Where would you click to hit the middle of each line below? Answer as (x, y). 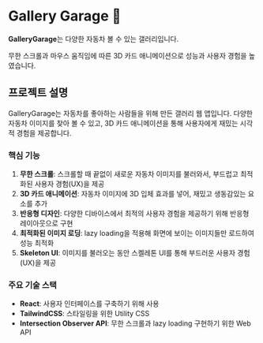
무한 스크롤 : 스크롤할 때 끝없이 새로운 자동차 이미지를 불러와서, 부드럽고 (129, 174)
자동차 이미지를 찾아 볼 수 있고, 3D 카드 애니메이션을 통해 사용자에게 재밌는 (123, 123)
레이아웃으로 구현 (46, 223)
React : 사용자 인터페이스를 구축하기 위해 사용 (89, 304)
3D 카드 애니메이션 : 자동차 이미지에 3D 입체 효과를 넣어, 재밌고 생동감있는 (133, 194)
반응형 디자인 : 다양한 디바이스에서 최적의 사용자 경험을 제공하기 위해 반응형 (134, 214)
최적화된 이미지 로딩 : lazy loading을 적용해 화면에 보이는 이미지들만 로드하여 (137, 233)
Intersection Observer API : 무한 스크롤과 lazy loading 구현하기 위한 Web (135, 323)
